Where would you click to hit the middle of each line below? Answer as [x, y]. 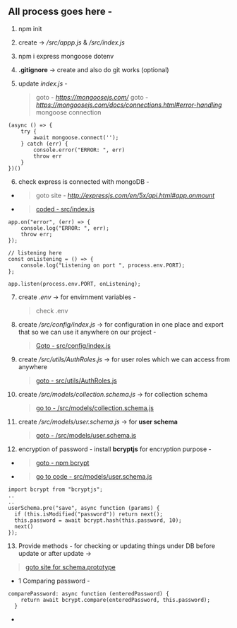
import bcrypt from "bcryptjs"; [55, 489]
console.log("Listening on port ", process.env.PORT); [103, 265]
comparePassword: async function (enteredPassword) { [89, 593]
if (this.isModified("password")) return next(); [89, 514]
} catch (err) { [45, 144]
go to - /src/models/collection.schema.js [95, 408]
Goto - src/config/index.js [73, 345]
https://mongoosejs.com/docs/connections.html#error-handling [129, 105]
